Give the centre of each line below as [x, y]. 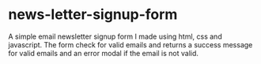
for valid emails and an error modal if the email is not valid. [104, 53]
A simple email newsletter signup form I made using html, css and [115, 36]
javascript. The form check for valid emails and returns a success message [130, 44]
